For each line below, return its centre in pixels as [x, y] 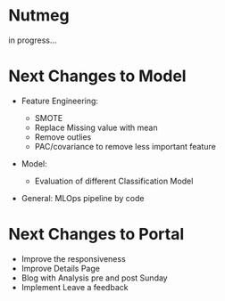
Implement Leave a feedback [75, 287]
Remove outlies [63, 137]
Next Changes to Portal [96, 235]
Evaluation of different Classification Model [114, 181]
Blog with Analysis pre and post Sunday [94, 278]
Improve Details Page [60, 268]
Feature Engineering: [60, 101]
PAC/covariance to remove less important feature [125, 146]
